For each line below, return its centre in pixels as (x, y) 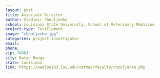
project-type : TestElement (34, 29)
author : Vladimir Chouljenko (36, 19)
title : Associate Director (34, 15)
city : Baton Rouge (25, 58)
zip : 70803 (17, 53)
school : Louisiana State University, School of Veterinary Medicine (80, 24)
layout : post (19, 10)
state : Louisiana (24, 63)
